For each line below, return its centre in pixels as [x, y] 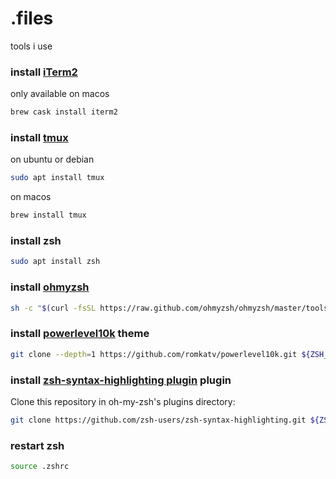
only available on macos [60, 94]
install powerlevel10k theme [80, 334]
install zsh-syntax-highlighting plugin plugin [121, 380]
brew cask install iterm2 [64, 112]
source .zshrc [40, 467]
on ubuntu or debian [52, 159]
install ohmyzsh [50, 287]
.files [32, 18]
